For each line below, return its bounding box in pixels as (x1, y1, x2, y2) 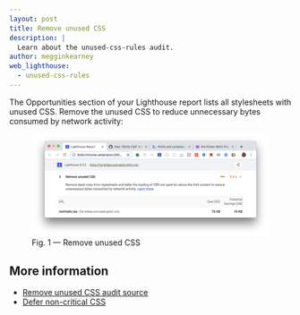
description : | (9, 33, 66, 42)
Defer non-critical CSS (21, 296, 106, 308)
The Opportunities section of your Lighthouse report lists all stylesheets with (9, 97, 292, 107)
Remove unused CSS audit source (21, 287, 149, 298)
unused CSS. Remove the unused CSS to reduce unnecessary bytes (9, 106, 261, 116)
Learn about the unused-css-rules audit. (17, 43, 175, 52)
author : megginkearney (9, 52, 94, 62)
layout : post (9, 14, 58, 23)
